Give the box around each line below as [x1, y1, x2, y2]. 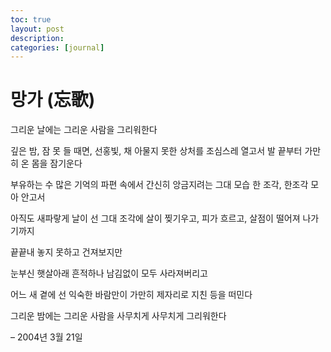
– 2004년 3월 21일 [10, 331, 83, 343]
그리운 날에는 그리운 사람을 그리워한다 [10, 124, 158, 136]
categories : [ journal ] [10, 42, 105, 53]
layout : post [10, 24, 65, 34]
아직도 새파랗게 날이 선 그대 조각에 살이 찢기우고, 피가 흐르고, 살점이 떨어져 [10, 212, 301, 225]
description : [10, 33, 65, 43]
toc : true [10, 14, 52, 25]
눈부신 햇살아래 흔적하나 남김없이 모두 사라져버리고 [10, 267, 208, 280]
